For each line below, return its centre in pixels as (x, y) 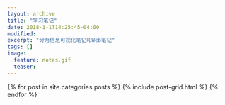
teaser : (25, 67)
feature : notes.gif (42, 60)
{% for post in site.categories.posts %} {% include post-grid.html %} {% (113, 87)
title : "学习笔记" (33, 21)
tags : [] (20, 47)
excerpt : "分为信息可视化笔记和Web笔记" (61, 40)
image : (17, 54)
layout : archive (31, 14)
